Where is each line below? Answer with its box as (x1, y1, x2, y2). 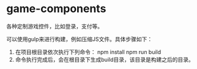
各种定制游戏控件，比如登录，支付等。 (6, 22, 103, 30)
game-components (6, 2, 106, 16)
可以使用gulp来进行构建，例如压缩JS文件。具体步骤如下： (6, 35, 153, 42)
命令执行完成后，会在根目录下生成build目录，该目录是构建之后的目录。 (15, 56, 194, 63)
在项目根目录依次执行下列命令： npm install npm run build (15, 48, 162, 56)
